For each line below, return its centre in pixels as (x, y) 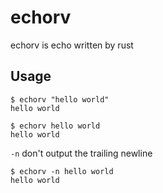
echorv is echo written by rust (72, 45)
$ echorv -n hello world (62, 171)
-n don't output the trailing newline (81, 153)
